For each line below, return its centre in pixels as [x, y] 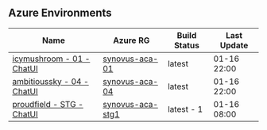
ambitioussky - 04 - [50, 81]
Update [234, 45]
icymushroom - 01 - [51, 59]
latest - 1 [186, 109]
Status [187, 45]
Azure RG [131, 40]
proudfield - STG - [48, 104]
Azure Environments [60, 13]
